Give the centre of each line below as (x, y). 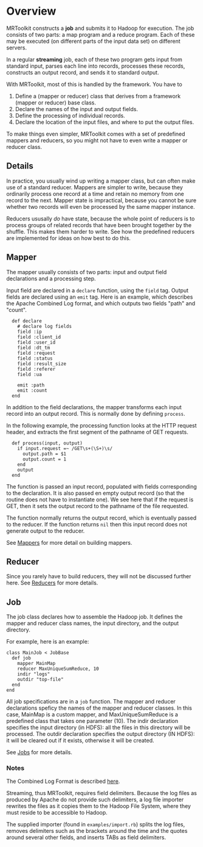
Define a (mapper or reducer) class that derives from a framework (98, 96)
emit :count (32, 390)
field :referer (36, 369)
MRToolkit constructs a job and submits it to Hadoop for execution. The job (100, 28)
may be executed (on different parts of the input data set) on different (93, 41)
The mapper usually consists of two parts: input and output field (87, 272)
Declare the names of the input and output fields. (77, 109)
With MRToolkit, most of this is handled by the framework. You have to (94, 84)
